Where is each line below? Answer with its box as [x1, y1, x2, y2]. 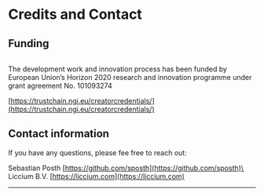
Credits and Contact [8, 5, 143, 24]
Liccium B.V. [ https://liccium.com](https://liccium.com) [8, 171, 185, 181]
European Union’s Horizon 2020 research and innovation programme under [8, 73, 252, 82]
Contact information [8, 127, 110, 140]
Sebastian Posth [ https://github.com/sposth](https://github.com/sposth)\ [8, 163, 244, 172]
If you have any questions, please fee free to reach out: [8, 147, 187, 158]
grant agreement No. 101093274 [8, 81, 112, 90]
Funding [8, 37, 49, 50]
